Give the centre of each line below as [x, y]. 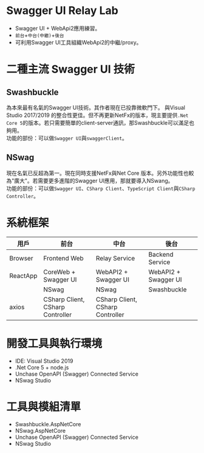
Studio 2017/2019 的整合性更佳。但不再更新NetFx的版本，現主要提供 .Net [97, 115]
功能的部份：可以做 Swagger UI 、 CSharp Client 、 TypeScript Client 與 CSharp [101, 188]
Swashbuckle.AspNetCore [48, 424]
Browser [21, 258]
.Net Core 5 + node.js [42, 367]
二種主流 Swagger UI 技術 [71, 69]
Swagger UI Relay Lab [62, 11]
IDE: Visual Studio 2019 [44, 361]
